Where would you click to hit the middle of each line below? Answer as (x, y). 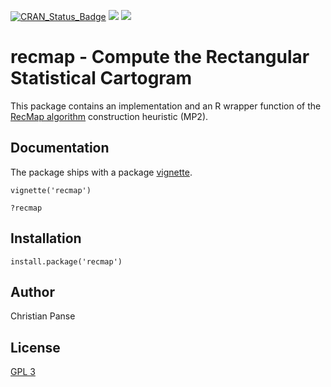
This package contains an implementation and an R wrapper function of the (166, 106)
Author (32, 291)
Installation (46, 238)
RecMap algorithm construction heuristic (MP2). (109, 116)
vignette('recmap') (51, 190)
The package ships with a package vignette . (101, 172)
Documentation (60, 148)
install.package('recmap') (66, 261)
